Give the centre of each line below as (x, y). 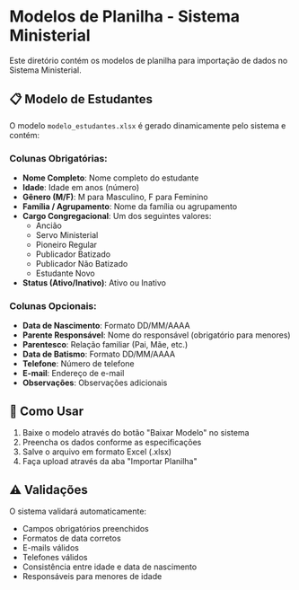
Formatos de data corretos (71, 538)
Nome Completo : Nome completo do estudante (110, 178)
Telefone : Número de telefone (78, 364)
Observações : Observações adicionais (95, 383)
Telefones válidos (55, 557)
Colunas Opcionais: (53, 305)
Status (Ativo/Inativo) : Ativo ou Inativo (94, 283)
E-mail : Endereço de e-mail (73, 374)
